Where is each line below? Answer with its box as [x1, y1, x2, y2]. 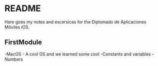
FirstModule [4, 38, 42, 47]
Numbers [4, 56, 23, 62]
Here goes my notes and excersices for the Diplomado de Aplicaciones [4, 19, 146, 25]
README [4, 3, 41, 14]
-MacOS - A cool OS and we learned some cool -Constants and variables [4, 51, 151, 57]
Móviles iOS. [4, 24, 30, 30]
